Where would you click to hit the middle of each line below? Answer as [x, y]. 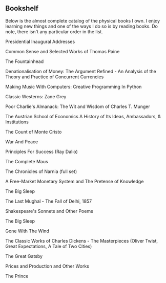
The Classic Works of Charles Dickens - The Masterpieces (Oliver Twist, [81, 241]
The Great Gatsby [24, 256]
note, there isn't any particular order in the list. [54, 31]
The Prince [17, 276]
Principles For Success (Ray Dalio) [42, 151]
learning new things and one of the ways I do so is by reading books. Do [81, 26]
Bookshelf [22, 8]
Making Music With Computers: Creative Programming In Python [74, 86]
